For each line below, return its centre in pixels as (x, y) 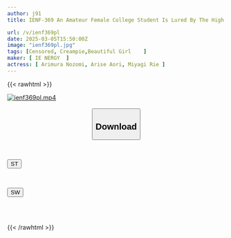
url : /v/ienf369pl (34, 32)
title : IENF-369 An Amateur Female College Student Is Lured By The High (116, 20)
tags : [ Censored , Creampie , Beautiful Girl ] (77, 52)
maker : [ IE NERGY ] (38, 58)
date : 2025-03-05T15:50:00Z (48, 39)
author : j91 (24, 13)
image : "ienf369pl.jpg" (41, 46)
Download (116, 127)
